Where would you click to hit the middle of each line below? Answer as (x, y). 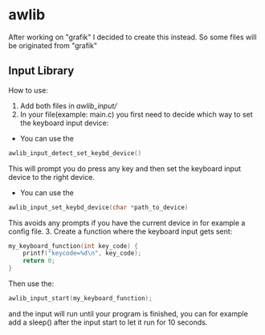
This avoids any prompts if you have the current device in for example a (127, 223)
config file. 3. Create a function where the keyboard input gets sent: (120, 231)
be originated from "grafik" (53, 45)
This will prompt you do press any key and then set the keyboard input (125, 168)
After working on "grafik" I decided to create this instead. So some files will (132, 37)
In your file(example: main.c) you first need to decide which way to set (136, 114)
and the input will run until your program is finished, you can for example (128, 313)
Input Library (41, 71)
